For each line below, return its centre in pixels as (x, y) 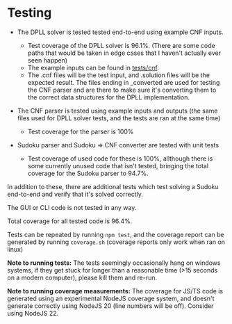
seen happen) (48, 60)
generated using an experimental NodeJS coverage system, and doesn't (111, 298)
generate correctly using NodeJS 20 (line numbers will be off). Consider (110, 306)
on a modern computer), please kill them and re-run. (82, 277)
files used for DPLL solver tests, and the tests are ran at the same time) (119, 118)
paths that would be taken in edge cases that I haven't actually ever (124, 53)
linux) (15, 249)
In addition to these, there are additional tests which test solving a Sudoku (113, 186)
